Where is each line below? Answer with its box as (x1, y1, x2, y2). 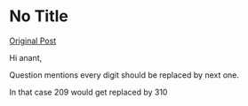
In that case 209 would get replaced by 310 (9, 87, 168, 97)
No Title (9, 6, 69, 26)
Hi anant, (9, 52, 43, 63)
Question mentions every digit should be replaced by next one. (9, 69, 240, 80)
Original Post (9, 35, 57, 46)
